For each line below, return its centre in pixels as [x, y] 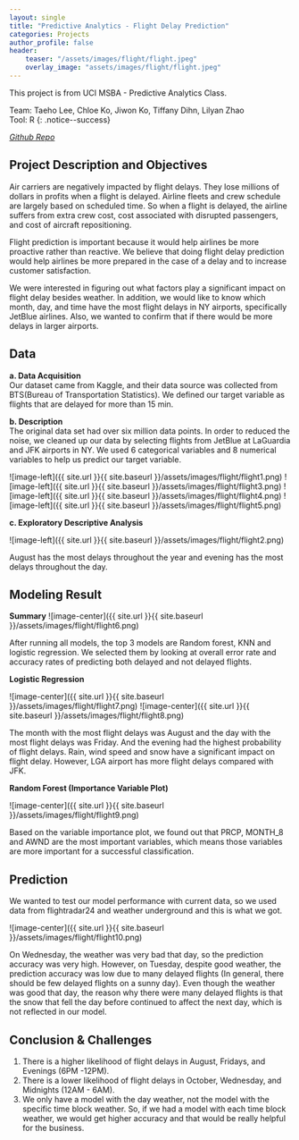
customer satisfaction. [50, 270]
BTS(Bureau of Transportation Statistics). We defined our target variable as [147, 394]
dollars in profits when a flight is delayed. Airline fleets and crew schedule [145, 196]
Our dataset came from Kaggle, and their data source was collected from [144, 384]
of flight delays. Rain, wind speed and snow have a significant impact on [142, 752]
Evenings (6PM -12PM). [66, 1070]
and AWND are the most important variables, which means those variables [146, 842]
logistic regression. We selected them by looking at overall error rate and [143, 653]
